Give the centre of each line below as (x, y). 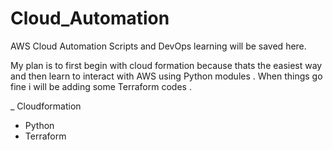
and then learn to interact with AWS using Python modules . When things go (166, 76)
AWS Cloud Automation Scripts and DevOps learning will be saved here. (158, 46)
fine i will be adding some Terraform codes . (101, 86)
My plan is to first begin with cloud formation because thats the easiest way (166, 65)
